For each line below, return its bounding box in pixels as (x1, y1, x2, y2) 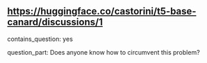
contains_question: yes (7, 35, 73, 43)
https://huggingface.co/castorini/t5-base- (7, 6, 197, 17)
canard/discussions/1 (7, 17, 103, 28)
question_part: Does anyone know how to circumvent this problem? (7, 48, 200, 56)
